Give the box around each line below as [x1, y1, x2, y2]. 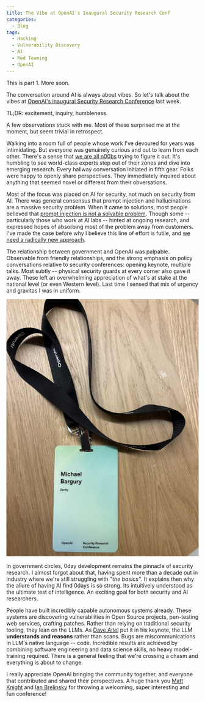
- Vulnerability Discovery [12, 42, 81, 48]
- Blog [12, 23, 29, 29]
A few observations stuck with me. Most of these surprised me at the [6, 121, 180, 129]
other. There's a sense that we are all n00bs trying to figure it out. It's [6, 152, 181, 160]
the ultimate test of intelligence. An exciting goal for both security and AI [6, 588, 189, 596]
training [6, 652, 26, 659]
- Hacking [12, 35, 37, 42]
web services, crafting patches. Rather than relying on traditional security [6, 619, 191, 627]
